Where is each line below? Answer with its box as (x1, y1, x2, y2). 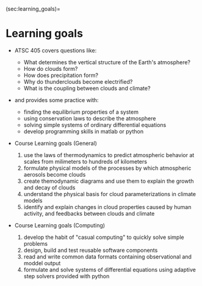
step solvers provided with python (23, 272, 110, 280)
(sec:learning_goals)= (5, 5, 60, 12)
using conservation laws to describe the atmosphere (23, 114, 156, 122)
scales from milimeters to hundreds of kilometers (23, 158, 148, 165)
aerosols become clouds (23, 170, 86, 178)
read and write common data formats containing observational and (23, 253, 192, 260)
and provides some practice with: (14, 96, 99, 103)
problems (23, 240, 48, 247)
